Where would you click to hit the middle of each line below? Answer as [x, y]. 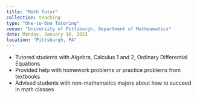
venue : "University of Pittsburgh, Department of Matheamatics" [89, 29]
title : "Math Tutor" [32, 12]
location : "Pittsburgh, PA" [42, 40]
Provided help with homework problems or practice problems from [98, 70]
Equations [27, 64]
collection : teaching [34, 18]
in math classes [34, 89]
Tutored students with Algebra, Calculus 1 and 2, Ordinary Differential [101, 57]
